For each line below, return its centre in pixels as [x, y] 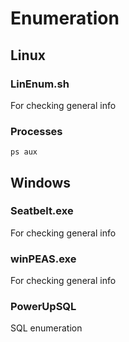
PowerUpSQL [43, 307]
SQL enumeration [46, 328]
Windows [40, 182]
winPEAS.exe [43, 259]
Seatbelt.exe [42, 211]
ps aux [24, 152]
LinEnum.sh [40, 84]
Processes [36, 131]
